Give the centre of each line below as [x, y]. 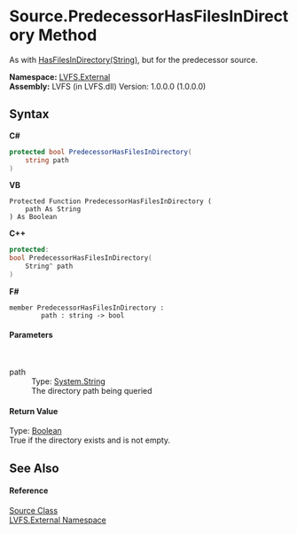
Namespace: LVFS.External [60, 76]
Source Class [34, 510]
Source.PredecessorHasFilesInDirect [149, 16]
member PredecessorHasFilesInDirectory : [87, 308]
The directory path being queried [92, 391]
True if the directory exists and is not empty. [90, 440]
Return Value [34, 411]
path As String [53, 209]
